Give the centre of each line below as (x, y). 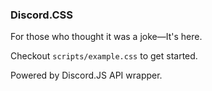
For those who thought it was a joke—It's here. (106, 37)
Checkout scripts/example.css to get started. (104, 56)
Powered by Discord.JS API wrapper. (86, 75)
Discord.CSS (41, 15)
